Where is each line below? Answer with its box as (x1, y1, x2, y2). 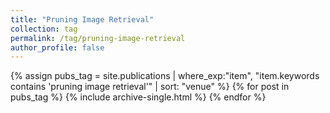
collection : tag (10, 24, 78, 34)
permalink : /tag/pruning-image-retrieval (10, 33, 186, 43)
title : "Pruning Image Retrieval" (10, 14, 155, 25)
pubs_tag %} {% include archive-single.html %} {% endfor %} (10, 91, 267, 103)
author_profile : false (10, 42, 105, 53)
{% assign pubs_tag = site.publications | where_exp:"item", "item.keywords (10, 70, 320, 82)
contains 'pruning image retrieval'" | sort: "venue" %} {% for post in (10, 81, 290, 93)
